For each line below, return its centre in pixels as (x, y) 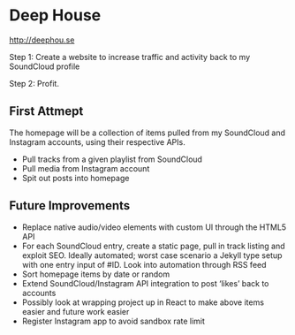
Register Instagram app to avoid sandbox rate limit (113, 321)
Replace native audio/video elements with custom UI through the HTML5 (154, 227)
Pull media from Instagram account (86, 168)
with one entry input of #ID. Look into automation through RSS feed (144, 264)
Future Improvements (70, 206)
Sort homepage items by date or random (96, 274)
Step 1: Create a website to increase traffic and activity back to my (130, 57)
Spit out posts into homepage (76, 178)
